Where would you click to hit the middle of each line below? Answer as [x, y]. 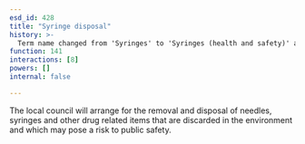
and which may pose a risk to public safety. [91, 130]
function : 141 [36, 52]
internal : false [40, 77]
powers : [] [30, 69]
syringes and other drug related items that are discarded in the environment [151, 120]
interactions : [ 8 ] [44, 60]
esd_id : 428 [32, 18]
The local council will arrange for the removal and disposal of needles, [141, 110]
